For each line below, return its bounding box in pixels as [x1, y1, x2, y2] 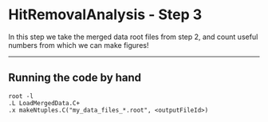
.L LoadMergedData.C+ [8, 99, 81, 107]
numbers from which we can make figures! [8, 40, 149, 49]
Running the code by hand [8, 71, 142, 85]
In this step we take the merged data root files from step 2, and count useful [8, 32, 258, 41]
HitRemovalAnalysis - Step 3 [8, 6, 203, 24]
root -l [8, 92, 34, 100]
